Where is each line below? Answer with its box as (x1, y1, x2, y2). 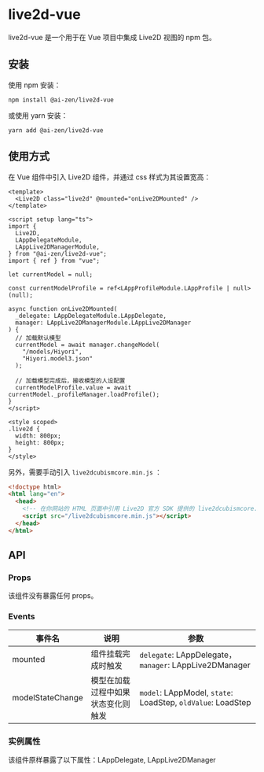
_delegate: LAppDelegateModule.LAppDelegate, (15, 312, 167, 320)
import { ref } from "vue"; (8, 257, 101, 264)
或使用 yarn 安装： (8, 110, 68, 120)
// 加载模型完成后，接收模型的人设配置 (15, 376, 126, 385)
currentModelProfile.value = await (15, 383, 132, 391)
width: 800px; (15, 431, 61, 440)
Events (8, 611, 35, 622)
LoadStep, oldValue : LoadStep (139, 696, 251, 707)
